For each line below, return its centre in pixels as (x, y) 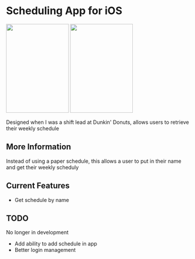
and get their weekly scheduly (42, 167)
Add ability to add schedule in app (56, 244)
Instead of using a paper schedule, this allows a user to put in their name (94, 161)
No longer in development (37, 233)
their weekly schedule (33, 128)
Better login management (45, 250)
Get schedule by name (42, 200)
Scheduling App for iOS (64, 11)
